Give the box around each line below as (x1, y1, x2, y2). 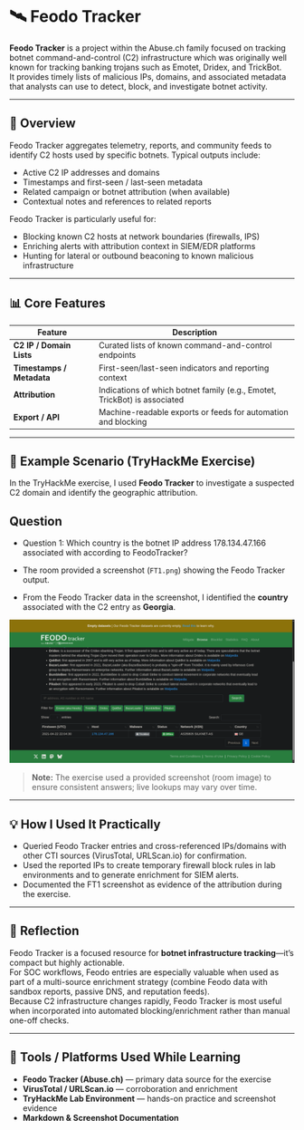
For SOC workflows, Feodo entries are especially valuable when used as (9, 966, 280, 978)
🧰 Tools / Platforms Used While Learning (9, 1049, 242, 1065)
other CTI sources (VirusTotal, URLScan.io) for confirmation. (22, 850, 247, 861)
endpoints (99, 350, 137, 361)
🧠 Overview (9, 116, 76, 131)
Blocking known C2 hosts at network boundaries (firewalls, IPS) (22, 231, 261, 242)
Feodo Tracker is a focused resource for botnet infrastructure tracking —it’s (9, 947, 294, 958)
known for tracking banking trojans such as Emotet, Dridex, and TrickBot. (9, 62, 282, 72)
